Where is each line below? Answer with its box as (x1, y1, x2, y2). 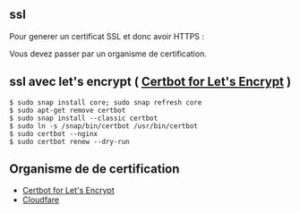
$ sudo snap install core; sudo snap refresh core (9, 98, 202, 106)
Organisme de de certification (9, 161, 180, 177)
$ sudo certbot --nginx (9, 129, 99, 138)
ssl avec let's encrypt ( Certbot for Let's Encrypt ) (9, 74, 292, 89)
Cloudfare (21, 194, 60, 205)
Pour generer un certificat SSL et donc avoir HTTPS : (9, 30, 204, 41)
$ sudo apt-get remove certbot (9, 106, 126, 115)
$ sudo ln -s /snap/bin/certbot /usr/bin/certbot (9, 121, 199, 131)
